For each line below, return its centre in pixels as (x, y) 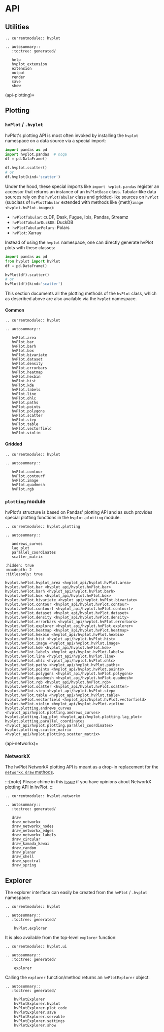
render (18, 77)
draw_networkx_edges (33, 831)
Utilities (17, 27)
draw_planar (24, 853)
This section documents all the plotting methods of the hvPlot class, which (81, 293)
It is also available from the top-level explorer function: (61, 937)
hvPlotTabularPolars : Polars (41, 227)
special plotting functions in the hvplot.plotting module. (63, 517)
